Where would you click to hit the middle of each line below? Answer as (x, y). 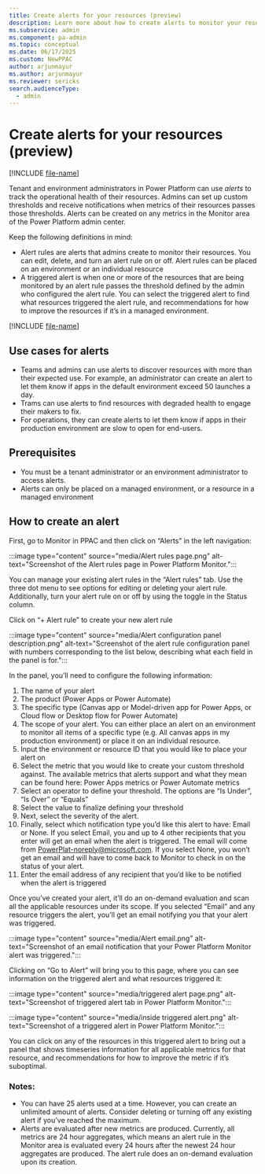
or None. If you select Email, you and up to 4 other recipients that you (133, 832)
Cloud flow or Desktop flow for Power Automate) (99, 716)
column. (22, 604)
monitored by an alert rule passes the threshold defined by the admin (132, 286)
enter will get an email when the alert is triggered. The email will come (134, 841)
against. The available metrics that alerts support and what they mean (133, 774)
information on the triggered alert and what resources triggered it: (116, 978)
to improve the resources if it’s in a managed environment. (114, 311)
